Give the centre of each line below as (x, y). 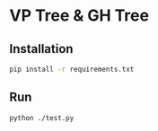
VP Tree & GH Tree (79, 16)
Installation (41, 49)
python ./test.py (42, 118)
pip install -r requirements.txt (72, 69)
